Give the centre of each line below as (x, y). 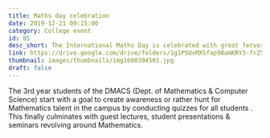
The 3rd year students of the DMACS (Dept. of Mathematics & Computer (128, 91)
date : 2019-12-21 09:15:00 (53, 23)
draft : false (30, 68)
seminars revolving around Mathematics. (76, 124)
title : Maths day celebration (59, 16)
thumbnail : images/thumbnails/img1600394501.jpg (91, 61)
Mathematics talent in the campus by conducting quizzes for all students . (131, 108)
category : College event (50, 30)
